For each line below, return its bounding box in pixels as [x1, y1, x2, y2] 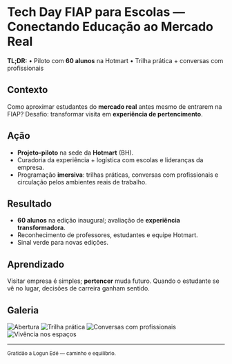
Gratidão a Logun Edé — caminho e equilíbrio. [7, 350, 116, 357]
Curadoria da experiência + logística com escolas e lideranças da [17, 155, 204, 164]
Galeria [7, 304, 39, 316]
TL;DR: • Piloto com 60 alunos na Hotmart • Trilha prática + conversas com [7, 56, 224, 64]
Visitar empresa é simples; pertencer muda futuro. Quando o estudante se [7, 277, 220, 285]
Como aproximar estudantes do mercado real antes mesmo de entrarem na [7, 102, 222, 111]
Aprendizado [7, 258, 64, 270]
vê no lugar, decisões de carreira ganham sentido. [7, 284, 150, 293]
